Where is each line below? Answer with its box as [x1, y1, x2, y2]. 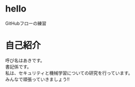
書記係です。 [5, 63, 32, 69]
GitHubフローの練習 [5, 20, 47, 26]
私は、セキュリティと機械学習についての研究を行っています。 [5, 70, 133, 76]
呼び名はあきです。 [5, 57, 45, 63]
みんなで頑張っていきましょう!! [5, 76, 70, 82]
